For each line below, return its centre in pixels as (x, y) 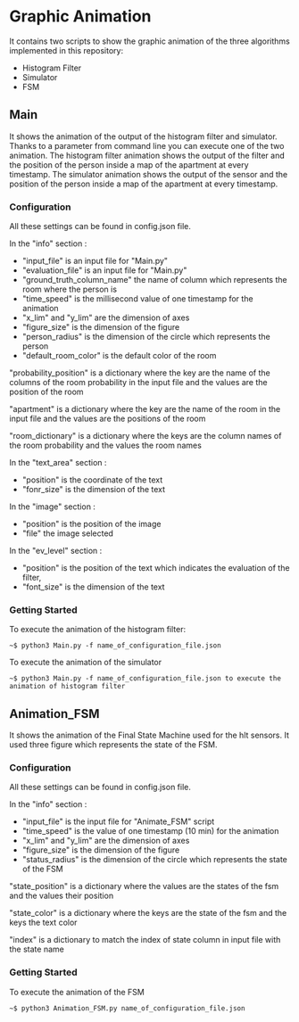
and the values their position (62, 896)
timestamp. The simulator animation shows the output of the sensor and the (149, 174)
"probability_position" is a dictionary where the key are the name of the (140, 373)
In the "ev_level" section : (56, 551)
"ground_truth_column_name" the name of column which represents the (154, 280)
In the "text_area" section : (58, 463)
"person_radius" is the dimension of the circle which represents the (146, 337)
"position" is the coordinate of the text (92, 480)
